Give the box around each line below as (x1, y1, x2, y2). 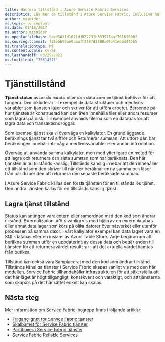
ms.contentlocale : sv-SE (5, 48, 56, 53)
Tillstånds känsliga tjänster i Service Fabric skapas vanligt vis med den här (5, 264, 156, 269)
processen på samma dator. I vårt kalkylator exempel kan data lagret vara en (5, 228, 160, 234)
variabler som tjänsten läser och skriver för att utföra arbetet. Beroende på (5, 105, 156, 111)
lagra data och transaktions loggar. (5, 121, 76, 126)
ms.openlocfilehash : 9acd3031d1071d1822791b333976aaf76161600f (5, 35, 137, 40)
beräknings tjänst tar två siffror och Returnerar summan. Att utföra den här (5, 135, 156, 141)
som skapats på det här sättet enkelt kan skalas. (5, 280, 103, 285)
